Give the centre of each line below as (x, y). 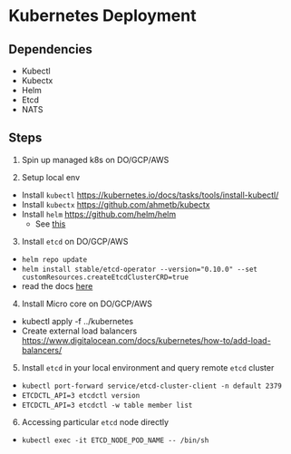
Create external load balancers (79, 331)
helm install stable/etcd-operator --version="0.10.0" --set (140, 269)
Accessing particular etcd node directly (95, 421)
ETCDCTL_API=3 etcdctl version (81, 395)
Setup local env (51, 177)
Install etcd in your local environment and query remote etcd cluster (148, 367)
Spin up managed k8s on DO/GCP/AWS (95, 159)
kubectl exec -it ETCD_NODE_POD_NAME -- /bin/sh (115, 440)
